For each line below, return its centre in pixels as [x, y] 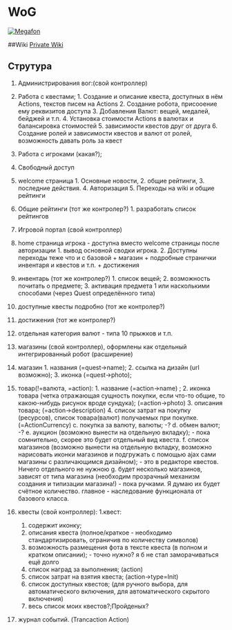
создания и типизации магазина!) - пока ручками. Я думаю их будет [119, 483]
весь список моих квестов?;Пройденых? [88, 606]
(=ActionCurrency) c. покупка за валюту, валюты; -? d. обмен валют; [119, 425]
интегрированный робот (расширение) [75, 354]
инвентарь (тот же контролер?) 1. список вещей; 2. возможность [114, 278]
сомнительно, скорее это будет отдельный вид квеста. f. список [113, 439]
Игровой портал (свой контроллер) [70, 230]
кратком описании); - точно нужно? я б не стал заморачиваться [124, 555]
